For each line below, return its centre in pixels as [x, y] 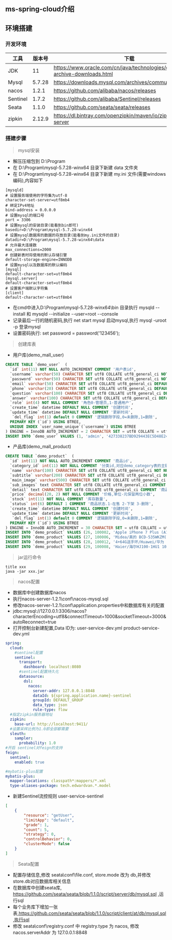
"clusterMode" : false [47, 844]
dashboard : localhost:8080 [52, 667]
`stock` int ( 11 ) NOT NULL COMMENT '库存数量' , [59, 499]
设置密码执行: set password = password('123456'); [66, 333]
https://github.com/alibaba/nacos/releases [105, 91]
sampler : [24, 738]
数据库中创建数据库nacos [39, 592]
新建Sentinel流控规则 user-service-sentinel [58, 796]
